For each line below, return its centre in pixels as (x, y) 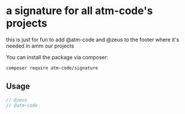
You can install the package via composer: (57, 57)
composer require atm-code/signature (52, 68)
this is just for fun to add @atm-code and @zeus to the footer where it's (93, 39)
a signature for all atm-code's (80, 11)
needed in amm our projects (40, 46)
